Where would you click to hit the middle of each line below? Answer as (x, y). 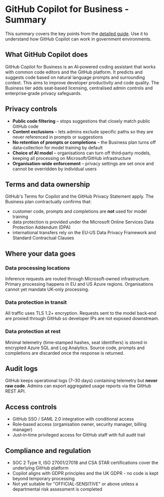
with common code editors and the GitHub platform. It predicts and (74, 72)
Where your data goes (40, 253)
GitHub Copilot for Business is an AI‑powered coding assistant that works (81, 66)
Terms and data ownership (48, 184)
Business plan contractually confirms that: (48, 202)
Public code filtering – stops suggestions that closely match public (81, 121)
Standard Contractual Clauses (43, 238)
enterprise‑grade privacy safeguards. (44, 93)
